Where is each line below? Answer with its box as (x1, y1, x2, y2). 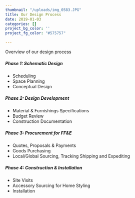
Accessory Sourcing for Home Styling (12, 182, 90, 188)
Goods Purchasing (12, 147, 51, 153)
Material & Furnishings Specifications (12, 107, 89, 113)
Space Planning (12, 78, 45, 84)
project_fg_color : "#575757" (5, 31, 66, 36)
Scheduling (12, 73, 36, 79)
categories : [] (5, 21, 37, 27)
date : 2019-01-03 (5, 17, 41, 22)
